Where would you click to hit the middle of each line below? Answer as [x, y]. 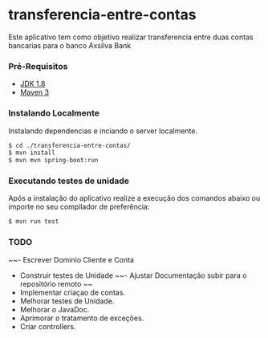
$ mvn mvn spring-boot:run [53, 161]
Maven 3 [35, 92]
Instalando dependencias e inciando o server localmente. [103, 131]
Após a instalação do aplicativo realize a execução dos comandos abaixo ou [134, 198]
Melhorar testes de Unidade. [67, 301]
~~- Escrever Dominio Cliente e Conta [71, 259]
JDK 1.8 [32, 84]
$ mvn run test [34, 222]
